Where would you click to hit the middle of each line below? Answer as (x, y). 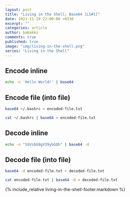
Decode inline (27, 133)
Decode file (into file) (38, 160)
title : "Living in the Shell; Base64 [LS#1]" (52, 14)
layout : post (18, 10)
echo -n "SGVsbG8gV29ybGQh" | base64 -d (47, 144)
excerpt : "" (17, 23)
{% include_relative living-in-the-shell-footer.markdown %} (65, 189)
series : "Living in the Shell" (37, 51)
